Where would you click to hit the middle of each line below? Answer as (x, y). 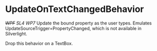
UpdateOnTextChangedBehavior (75, 9)
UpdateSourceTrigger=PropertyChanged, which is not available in (73, 28)
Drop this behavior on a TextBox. (39, 43)
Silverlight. (16, 33)
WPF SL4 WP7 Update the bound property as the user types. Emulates (78, 23)
